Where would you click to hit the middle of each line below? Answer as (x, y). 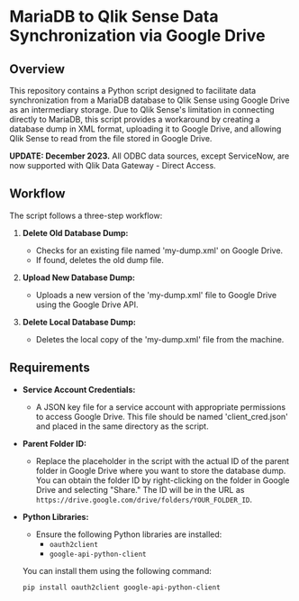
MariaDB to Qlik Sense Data (114, 17)
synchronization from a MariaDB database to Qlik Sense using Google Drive (149, 100)
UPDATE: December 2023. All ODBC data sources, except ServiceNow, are (149, 156)
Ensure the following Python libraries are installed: (129, 534)
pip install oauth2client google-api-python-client (121, 587)
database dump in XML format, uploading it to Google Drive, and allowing (145, 129)
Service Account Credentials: (79, 389)
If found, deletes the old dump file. (100, 260)
